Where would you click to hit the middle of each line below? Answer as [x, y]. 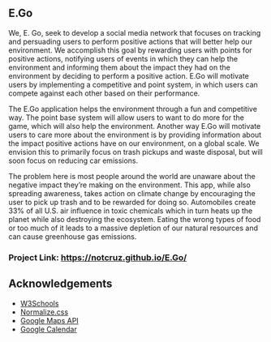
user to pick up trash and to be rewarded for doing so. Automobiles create [132, 202]
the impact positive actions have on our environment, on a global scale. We [134, 143]
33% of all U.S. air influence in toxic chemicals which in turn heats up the [131, 211]
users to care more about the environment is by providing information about [135, 135]
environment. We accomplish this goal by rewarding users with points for [131, 50]
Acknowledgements [60, 284]
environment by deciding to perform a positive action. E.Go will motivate [129, 75]
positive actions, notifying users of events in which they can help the [123, 58]
